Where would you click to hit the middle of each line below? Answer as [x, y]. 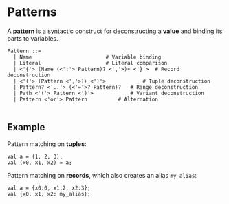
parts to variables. [33, 38]
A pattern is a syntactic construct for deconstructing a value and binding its [115, 31]
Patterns [32, 12]
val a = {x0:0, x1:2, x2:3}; [49, 188]
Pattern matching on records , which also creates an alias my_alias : [102, 175]
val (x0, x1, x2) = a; [40, 163]
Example [26, 127]
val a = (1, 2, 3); [35, 156]
